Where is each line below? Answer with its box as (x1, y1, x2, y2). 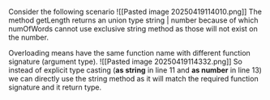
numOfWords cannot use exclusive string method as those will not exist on (8, 24, 258, 33)
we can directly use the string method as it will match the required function (8, 74, 259, 83)
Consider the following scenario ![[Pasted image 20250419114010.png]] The (8, 7, 262, 16)
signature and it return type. (8, 82, 102, 92)
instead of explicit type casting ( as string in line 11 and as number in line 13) (8, 65, 262, 75)
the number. (8, 32, 49, 42)
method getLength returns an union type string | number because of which (8, 15, 259, 25)
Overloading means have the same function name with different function (8, 48, 251, 57)
